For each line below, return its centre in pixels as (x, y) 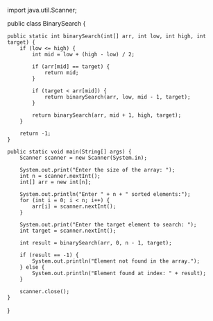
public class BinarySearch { (46, 23)
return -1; (35, 133)
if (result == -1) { (49, 255)
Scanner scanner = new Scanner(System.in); (84, 158)
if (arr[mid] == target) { (71, 67)
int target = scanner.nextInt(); (68, 231)
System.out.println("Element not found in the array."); (116, 261)
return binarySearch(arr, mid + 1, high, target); (107, 115)
